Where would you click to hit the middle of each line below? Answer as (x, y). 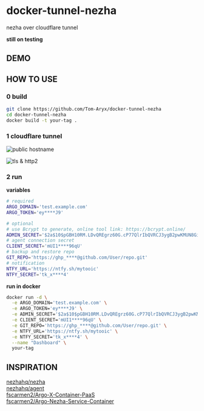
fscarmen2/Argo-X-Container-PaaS (51, 395)
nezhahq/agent (25, 388)
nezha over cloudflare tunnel (42, 27)
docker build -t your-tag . (42, 120)
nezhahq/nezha (26, 382)
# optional (20, 223)
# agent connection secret (40, 241)
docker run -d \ (27, 297)
